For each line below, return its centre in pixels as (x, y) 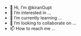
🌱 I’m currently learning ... (36, 18)
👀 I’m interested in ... (30, 13)
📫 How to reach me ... (32, 28)
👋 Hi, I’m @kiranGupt (31, 8)
